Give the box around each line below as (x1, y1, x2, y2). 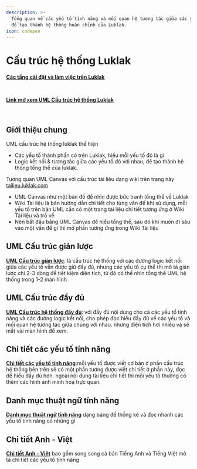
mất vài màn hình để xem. (6, 327, 69, 334)
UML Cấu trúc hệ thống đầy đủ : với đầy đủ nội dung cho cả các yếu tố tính (6, 309, 188, 316)
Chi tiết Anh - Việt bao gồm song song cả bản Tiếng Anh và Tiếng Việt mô (6, 450, 186, 457)
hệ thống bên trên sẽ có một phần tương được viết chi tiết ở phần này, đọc (6, 366, 185, 373)
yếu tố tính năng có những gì (6, 417, 76, 424)
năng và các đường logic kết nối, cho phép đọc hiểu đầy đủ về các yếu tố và (6, 314, 191, 321)
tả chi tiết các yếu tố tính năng (6, 456, 79, 464)
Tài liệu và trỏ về (14, 212, 55, 219)
